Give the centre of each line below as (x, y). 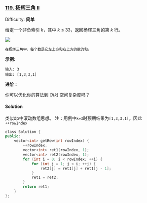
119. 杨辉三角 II (22, 7)
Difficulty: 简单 (20, 19)
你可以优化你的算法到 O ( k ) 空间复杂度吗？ (48, 95)
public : (13, 136)
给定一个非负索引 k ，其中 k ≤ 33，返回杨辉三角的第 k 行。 (64, 30)
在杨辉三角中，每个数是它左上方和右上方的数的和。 (48, 50)
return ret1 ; (36, 187)
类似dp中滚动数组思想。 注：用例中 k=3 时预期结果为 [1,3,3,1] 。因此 (73, 118)
